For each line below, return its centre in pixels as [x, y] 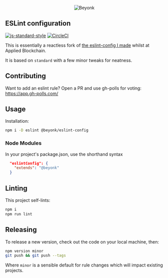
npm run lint [19, 214]
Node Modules [23, 143]
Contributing [26, 76]
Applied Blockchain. [26, 51]
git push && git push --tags [36, 255]
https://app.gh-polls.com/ [32, 93]
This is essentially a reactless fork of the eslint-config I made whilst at [77, 45]
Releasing [21, 230]
